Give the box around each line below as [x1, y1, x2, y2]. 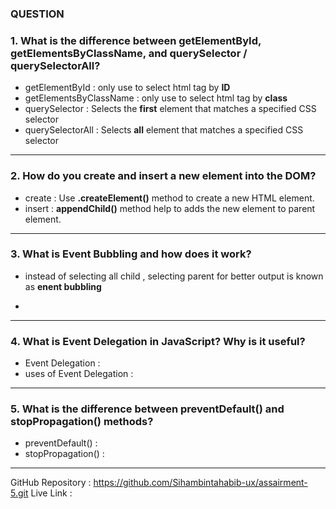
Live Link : [30, 487, 73, 499]
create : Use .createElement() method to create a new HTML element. [24, 192, 315, 204]
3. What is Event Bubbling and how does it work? [10, 247, 252, 261]
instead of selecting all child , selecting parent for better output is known [24, 270, 324, 282]
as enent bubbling [24, 280, 102, 292]
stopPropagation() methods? [10, 415, 154, 429]
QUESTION [10, 7, 65, 21]
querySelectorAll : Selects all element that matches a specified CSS [24, 124, 304, 136]
